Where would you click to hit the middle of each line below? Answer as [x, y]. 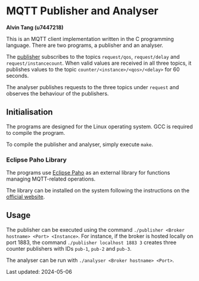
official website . [26, 197]
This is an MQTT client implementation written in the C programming [90, 39]
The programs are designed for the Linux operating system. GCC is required [99, 127]
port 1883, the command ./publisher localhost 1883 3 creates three [91, 242]
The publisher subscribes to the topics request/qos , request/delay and [93, 56]
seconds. [18, 75]
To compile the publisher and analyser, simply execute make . [80, 144]
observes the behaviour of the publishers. [57, 93]
